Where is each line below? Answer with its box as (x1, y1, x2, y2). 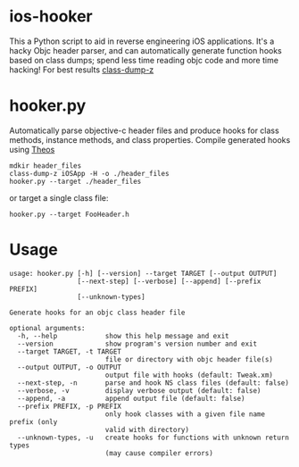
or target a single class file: (9, 192, 109, 203)
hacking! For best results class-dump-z (9, 64, 154, 75)
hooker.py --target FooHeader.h (9, 210, 129, 219)
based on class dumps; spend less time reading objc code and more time (9, 54, 279, 65)
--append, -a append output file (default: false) (17, 394, 245, 403)
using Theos (9, 144, 55, 154)
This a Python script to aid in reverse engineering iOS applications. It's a (9, 36, 275, 46)
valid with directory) (104, 425, 190, 434)
